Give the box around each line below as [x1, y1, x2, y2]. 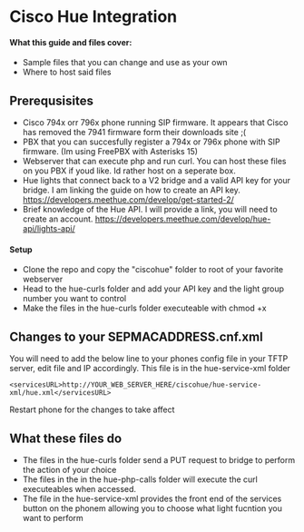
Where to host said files [22, 66, 112, 78]
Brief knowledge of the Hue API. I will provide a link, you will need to [22, 204, 279, 215]
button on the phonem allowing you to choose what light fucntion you [22, 503, 283, 514]
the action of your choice [22, 465, 117, 476]
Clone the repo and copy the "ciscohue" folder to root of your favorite [22, 264, 284, 275]
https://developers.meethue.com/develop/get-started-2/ [22, 194, 234, 205]
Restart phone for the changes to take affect [9, 404, 175, 415]
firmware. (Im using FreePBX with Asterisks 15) [22, 146, 198, 157]
